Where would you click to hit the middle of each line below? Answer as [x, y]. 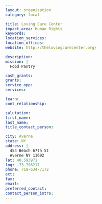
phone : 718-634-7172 [27, 170]
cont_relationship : [26, 104]
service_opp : [19, 85]
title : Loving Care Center [34, 24]
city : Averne [19, 136]
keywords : [16, 34]
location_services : [26, 38]
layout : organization [28, 10]
